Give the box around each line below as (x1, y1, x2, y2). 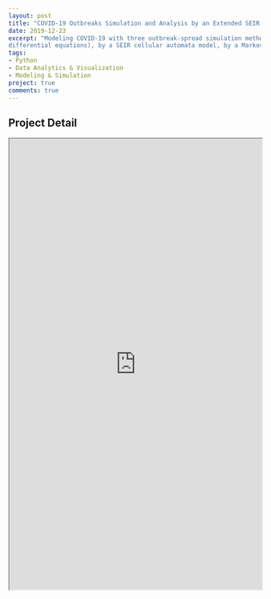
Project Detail (8, 115, 78, 129)
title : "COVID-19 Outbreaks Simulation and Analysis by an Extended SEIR (8, 19, 261, 27)
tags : (8, 49, 26, 57)
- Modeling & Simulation (8, 71, 91, 79)
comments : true (8, 86, 59, 95)
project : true (8, 79, 56, 87)
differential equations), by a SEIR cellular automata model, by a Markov (8, 42, 264, 50)
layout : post (8, 11, 52, 20)
